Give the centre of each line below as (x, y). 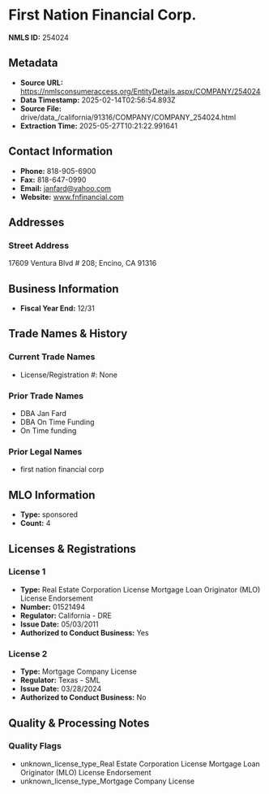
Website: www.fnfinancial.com (72, 197)
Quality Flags (35, 746)
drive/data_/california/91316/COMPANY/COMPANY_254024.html (128, 117)
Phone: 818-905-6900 (58, 171)
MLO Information (52, 495)
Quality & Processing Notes (79, 723)
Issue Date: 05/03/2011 (59, 624)
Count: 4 (35, 523)
